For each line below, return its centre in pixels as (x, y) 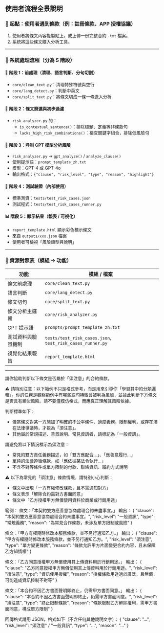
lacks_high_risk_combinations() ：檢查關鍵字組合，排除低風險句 (84, 133)
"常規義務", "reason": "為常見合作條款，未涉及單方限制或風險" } (69, 522)
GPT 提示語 (20, 328)
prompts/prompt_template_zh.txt (82, 327)
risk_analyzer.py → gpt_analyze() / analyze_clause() (67, 156)
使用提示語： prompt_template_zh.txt (49, 162)
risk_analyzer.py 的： (35, 121)
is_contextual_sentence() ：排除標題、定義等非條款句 (73, 127)
